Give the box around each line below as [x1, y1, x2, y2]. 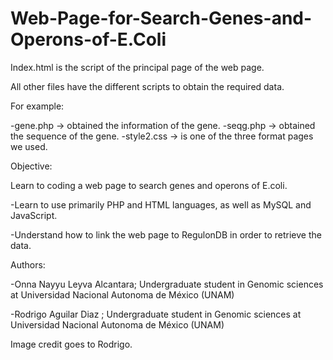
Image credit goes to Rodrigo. [10, 338, 133, 350]
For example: [10, 100, 65, 112]
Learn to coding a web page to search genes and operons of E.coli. [10, 179, 288, 191]
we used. [10, 140, 48, 152]
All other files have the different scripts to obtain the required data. [10, 80, 285, 92]
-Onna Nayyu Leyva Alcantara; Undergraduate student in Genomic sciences [10, 278, 324, 290]
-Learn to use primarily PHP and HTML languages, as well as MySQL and [10, 198, 312, 211]
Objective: [10, 160, 53, 172]
